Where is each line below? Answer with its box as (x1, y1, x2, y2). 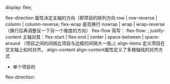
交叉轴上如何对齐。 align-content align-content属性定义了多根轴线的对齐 (5, 47, 159, 52)
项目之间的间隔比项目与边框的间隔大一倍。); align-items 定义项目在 (26, 40, 165, 46)
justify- (150, 27, 165, 34)
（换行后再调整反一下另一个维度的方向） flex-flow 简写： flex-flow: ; (5, 27, 150, 34)
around (5, 40, 20, 46)
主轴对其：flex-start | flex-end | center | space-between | (23, 34, 144, 40)
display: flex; (5, 5, 32, 10)
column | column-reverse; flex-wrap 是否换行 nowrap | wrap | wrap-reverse (5, 21, 165, 27)
